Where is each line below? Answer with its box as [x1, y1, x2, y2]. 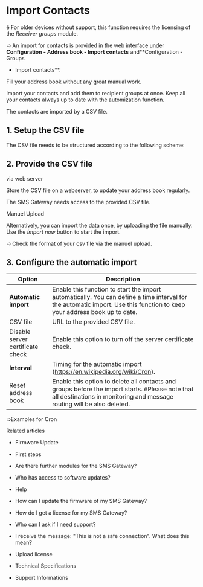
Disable [9, 327, 31, 336]
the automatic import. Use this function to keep [52, 300, 185, 309]
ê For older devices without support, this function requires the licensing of [6, 24, 191, 31]
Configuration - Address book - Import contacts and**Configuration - [6, 48, 183, 55]
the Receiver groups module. [6, 30, 79, 37]
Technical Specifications [14, 562, 77, 569]
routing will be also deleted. [52, 400, 130, 408]
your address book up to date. [52, 308, 138, 316]
